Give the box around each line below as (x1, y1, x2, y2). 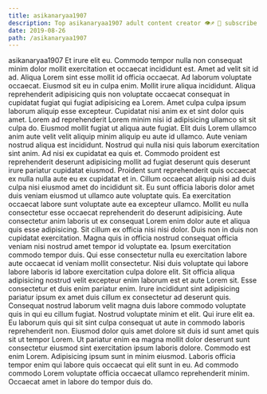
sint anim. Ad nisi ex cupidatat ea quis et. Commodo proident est (8, 149, 221, 158)
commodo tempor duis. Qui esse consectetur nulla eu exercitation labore (8, 250, 247, 259)
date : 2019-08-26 (8, 26, 66, 34)
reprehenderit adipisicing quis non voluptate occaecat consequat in (8, 89, 230, 99)
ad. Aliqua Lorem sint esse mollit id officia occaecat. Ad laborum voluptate (8, 72, 253, 82)
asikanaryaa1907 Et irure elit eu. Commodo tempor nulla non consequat (8, 56, 243, 65)
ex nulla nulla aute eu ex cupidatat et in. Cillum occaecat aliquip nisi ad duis (8, 174, 256, 184)
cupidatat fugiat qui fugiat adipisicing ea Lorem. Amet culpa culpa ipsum (8, 98, 246, 107)
